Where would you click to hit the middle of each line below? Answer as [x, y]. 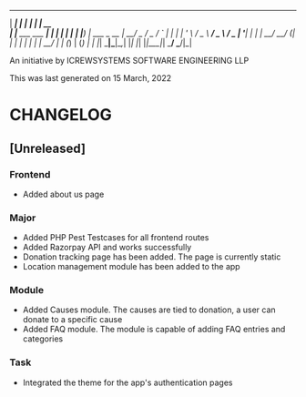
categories [43, 339]
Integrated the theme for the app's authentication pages [127, 382]
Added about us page [63, 194]
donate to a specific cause [72, 320]
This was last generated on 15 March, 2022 [91, 78]
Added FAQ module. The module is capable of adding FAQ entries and [154, 330]
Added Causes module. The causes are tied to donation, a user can [149, 310]
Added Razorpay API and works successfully [107, 248]
